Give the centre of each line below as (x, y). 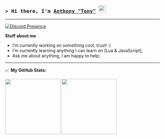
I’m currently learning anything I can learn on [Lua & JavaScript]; (78, 51)
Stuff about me (21, 36)
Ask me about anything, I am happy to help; (56, 56)
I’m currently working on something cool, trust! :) (62, 45)
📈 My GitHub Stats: (26, 70)
